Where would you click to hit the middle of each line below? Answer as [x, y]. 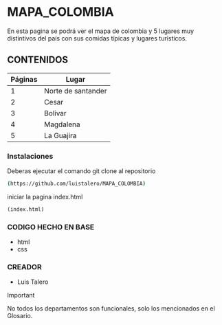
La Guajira [60, 135]
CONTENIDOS [38, 60]
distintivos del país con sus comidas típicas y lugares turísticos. [97, 38]
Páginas [24, 79]
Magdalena [62, 124]
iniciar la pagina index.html [45, 197]
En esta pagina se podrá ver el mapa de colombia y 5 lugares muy [101, 31]
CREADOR [25, 267]
